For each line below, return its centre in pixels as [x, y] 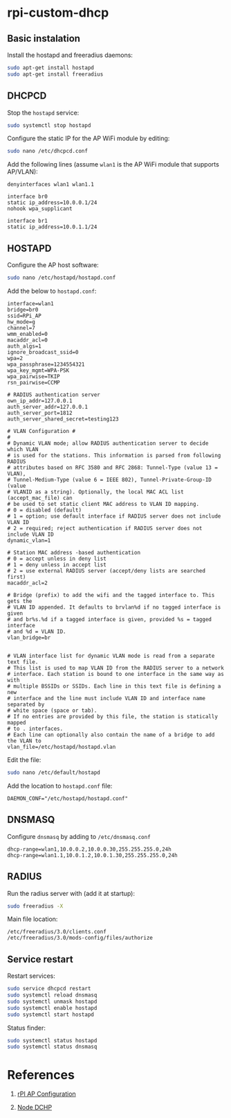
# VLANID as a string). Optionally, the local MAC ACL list [96, 492]
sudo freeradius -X [35, 906]
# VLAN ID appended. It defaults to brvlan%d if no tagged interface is [114, 607]
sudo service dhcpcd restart [49, 989]
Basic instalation [44, 39]
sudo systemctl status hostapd [52, 1040]
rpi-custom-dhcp [58, 13]
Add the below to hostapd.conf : [52, 291]
